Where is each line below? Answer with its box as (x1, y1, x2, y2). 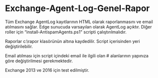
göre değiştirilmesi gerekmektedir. (5, 58, 73, 64)
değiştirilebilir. (5, 43, 33, 49)
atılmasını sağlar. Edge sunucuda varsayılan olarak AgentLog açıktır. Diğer (5, 24, 152, 29)
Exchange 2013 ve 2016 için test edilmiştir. (5, 67, 89, 73)
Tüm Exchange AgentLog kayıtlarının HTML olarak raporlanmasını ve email (5, 19, 153, 25)
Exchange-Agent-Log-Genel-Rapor (5, 3, 150, 14)
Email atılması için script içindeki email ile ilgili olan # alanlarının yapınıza (5, 52, 149, 58)
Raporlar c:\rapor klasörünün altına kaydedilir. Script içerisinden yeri (5, 38, 140, 44)
